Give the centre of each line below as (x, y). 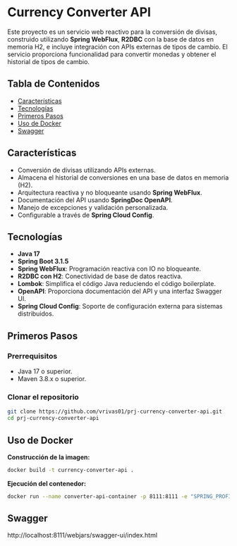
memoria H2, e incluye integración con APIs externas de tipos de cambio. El (117, 46)
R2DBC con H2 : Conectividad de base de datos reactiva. (100, 276)
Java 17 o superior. (45, 371)
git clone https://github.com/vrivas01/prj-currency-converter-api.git (115, 412)
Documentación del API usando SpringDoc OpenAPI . (95, 200)
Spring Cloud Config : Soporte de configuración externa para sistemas (120, 306)
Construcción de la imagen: (49, 457)
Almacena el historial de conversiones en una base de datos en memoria (123, 178)
